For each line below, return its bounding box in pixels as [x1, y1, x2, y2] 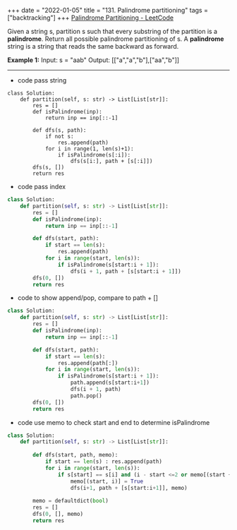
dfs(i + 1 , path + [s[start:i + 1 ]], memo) [70, 484, 188, 491]
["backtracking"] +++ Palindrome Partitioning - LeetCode [7, 13, 174, 22]
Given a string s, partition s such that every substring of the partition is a [7, 28, 217, 35]
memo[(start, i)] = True [70, 478, 143, 485]
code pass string [17, 76, 67, 84]
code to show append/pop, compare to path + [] [17, 294, 159, 302]
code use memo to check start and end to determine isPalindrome [17, 418, 210, 426]
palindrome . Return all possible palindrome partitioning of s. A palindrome [7, 35, 224, 43]
